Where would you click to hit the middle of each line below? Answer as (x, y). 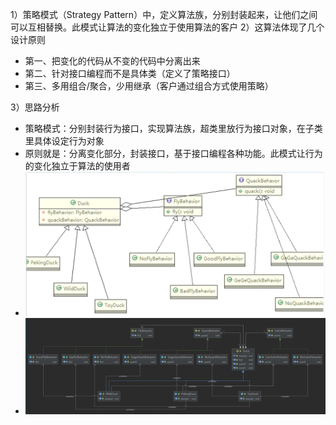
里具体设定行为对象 (64, 141)
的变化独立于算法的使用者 (77, 166)
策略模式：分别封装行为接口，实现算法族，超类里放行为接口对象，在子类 (173, 128)
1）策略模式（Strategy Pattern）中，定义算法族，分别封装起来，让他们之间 (164, 14)
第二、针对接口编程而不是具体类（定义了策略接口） (130, 73)
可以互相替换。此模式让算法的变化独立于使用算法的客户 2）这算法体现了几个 (167, 27)
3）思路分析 (35, 107)
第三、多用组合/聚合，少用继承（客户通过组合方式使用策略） (149, 86)
